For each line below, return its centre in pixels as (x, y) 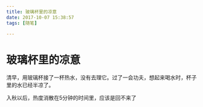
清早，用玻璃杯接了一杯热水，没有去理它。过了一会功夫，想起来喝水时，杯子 (101, 78)
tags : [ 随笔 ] (22, 23)
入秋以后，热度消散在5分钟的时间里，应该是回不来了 (72, 98)
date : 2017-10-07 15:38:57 (40, 17)
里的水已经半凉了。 (30, 85)
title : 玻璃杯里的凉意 (32, 12)
